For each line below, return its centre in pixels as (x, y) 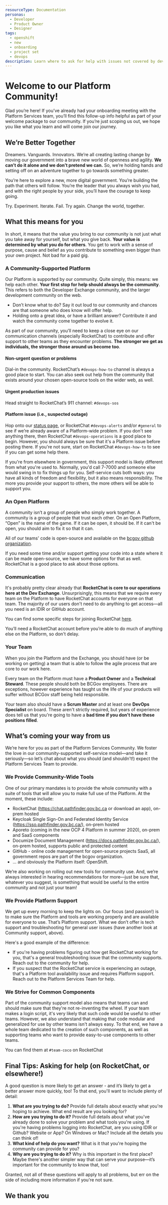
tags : (11, 33)
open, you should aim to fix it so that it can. (49, 528)
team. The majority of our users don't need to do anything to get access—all (84, 604)
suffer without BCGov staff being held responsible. (57, 694)
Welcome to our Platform (58, 86)
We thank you (27, 1196)
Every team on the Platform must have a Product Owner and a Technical (80, 678)
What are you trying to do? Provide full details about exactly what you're (87, 1106)
